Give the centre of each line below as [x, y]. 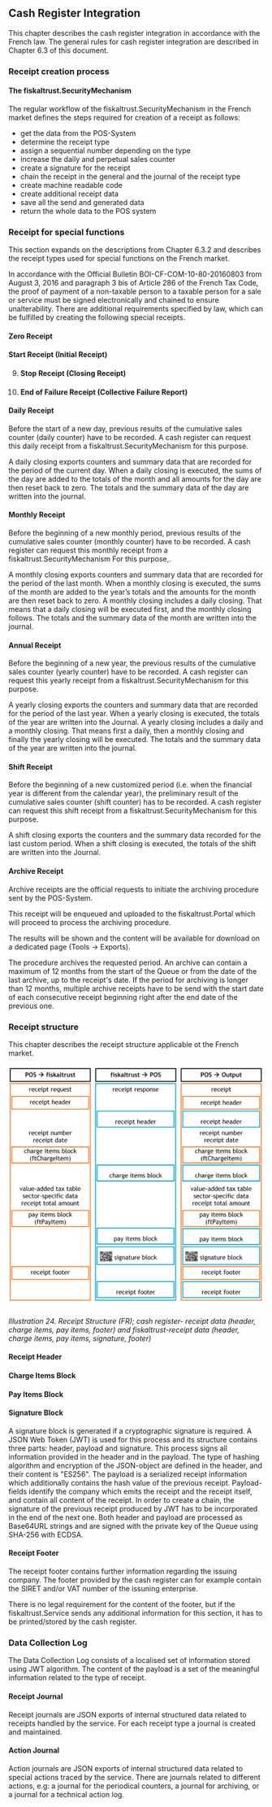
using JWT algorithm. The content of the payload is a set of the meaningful [134, 1669]
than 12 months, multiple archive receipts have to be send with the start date [136, 989]
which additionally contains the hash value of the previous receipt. [119, 1482]
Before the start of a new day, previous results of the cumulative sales [125, 428]
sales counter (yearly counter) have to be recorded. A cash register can [128, 672]
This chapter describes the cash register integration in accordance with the [134, 33]
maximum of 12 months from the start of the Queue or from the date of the [133, 971]
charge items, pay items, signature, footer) [80, 1338]
